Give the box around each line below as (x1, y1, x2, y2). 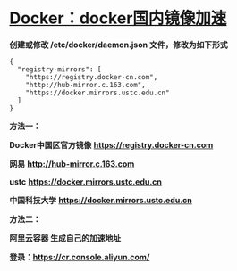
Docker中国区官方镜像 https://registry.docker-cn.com (9, 139, 214, 150)
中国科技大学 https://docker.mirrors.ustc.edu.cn (9, 194, 192, 205)
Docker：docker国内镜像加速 (9, 8, 227, 29)
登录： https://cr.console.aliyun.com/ (9, 251, 150, 262)
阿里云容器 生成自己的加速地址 (9, 233, 122, 243)
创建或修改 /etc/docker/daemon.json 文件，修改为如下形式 (9, 39, 228, 50)
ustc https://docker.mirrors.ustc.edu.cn (9, 176, 163, 187)
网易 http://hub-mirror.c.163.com (9, 158, 135, 169)
